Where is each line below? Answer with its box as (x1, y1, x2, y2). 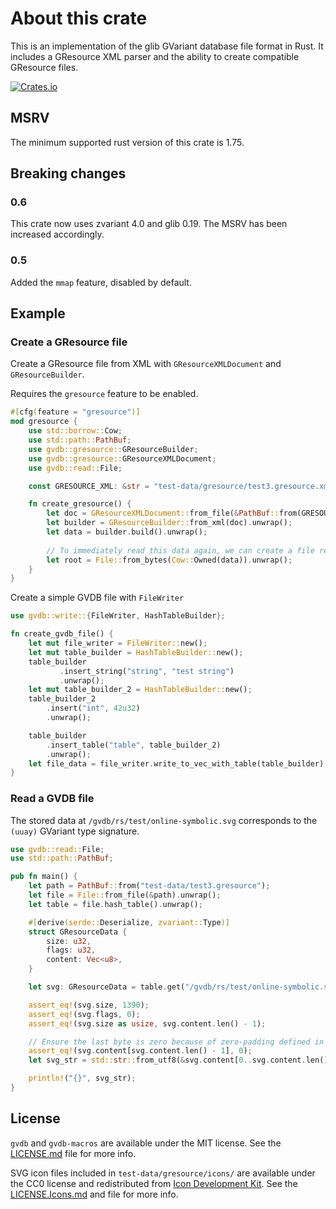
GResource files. (10, 61, 79, 73)
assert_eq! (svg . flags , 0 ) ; (28, 1009, 141, 1019)
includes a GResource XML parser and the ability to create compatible (10, 50, 300, 62)
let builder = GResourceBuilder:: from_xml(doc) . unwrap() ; (46, 518, 293, 528)
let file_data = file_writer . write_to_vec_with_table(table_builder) (28, 758, 325, 769)
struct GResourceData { (28, 927, 128, 937)
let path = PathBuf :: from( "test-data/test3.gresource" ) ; (28, 881, 271, 891)
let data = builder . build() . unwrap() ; (46, 527, 208, 537)
